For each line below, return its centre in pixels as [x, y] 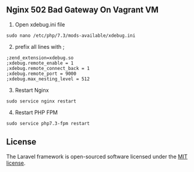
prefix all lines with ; [40, 46]
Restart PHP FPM [36, 112]
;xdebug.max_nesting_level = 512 [48, 79]
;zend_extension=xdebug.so [40, 58]
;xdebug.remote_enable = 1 [40, 63]
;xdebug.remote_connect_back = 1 [48, 68]
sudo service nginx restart [41, 101]
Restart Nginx [32, 90]
